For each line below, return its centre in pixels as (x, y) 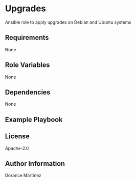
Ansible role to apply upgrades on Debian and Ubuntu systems (68, 22)
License (17, 136)
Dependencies (28, 92)
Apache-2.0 (17, 148)
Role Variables (27, 65)
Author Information (35, 164)
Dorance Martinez (23, 176)
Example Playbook (34, 119)
